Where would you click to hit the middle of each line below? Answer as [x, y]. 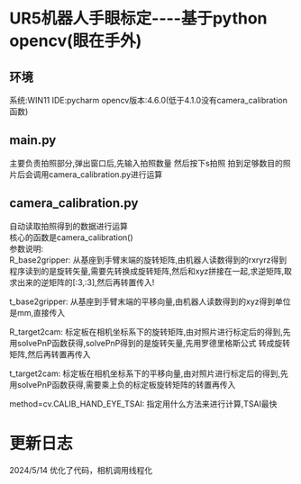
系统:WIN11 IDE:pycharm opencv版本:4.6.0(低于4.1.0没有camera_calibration [149, 100]
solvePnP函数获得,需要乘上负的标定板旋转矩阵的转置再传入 [126, 384]
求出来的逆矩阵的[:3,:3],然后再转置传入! [82, 282]
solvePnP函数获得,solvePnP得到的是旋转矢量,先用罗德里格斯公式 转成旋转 [154, 343]
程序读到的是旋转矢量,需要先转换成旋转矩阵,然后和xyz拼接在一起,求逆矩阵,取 [151, 271]
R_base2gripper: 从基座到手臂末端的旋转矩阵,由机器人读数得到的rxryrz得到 [148, 260]
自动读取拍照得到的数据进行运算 [68, 226]
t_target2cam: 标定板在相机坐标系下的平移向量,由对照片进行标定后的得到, [145, 373]
